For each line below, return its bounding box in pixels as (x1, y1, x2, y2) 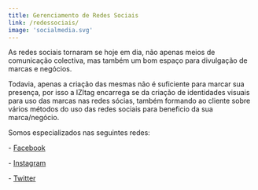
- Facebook (8, 143, 46, 153)
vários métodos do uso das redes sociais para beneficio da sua (8, 104, 214, 114)
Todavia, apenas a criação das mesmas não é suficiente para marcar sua (8, 79, 245, 89)
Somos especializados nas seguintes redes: (8, 128, 151, 137)
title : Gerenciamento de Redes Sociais (8, 11, 139, 20)
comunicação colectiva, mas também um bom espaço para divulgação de (8, 56, 248, 65)
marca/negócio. (8, 113, 60, 122)
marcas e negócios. (8, 64, 72, 74)
